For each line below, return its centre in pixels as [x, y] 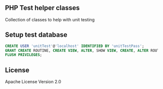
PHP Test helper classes [42, 8]
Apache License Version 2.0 [33, 82]
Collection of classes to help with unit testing [50, 19]
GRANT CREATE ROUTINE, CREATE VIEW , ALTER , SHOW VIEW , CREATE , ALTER [77, 50]
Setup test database [36, 35]
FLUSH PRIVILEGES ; [24, 55]
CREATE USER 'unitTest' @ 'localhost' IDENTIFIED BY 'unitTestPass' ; [75, 46]
